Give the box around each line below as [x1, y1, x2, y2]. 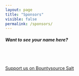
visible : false [5, 16, 37, 21]
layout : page [5, 7, 33, 12]
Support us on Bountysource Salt [5, 65, 74, 71]
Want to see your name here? [5, 36, 68, 42]
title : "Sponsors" [5, 12, 44, 17]
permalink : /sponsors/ [5, 21, 53, 26]
